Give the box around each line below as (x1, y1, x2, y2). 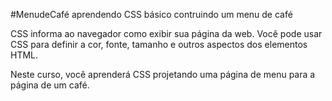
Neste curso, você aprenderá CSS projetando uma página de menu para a (10, 69, 316, 80)
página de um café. (10, 79, 90, 91)
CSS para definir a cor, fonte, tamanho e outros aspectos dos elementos (10, 39, 308, 50)
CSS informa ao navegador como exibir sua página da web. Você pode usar (10, 28, 323, 39)
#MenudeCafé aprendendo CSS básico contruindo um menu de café (10, 9, 293, 20)
